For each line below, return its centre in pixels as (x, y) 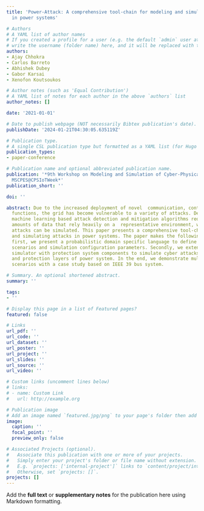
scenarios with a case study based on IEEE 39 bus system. (88, 265)
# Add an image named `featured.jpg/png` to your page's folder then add (102, 415)
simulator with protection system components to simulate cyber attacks (106, 253)
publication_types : (31, 152)
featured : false (27, 315)
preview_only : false (38, 438)
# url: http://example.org (43, 399)
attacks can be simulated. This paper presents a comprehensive (95, 230)
